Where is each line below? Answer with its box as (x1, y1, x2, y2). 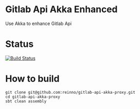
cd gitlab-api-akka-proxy (5, 94, 60, 99)
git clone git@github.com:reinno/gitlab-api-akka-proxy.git (5, 90, 136, 95)
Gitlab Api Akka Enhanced (5, 4, 118, 15)
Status (5, 38, 34, 50)
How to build (5, 73, 60, 85)
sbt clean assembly (5, 98, 47, 104)
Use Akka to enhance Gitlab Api (5, 20, 72, 26)
